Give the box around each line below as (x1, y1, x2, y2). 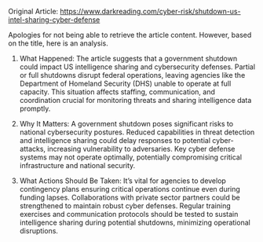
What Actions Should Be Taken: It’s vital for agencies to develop (19, 176, 226, 185)
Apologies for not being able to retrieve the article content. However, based (8, 31, 252, 39)
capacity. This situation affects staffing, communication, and (19, 87, 216, 97)
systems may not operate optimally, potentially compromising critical (19, 152, 242, 162)
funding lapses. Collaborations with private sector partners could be (19, 192, 241, 202)
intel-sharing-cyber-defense (8, 15, 100, 24)
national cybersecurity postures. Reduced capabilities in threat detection (19, 127, 255, 137)
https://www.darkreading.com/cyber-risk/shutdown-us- (60, 7, 241, 16)
